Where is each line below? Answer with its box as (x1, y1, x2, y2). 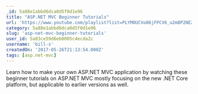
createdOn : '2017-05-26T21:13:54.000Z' (6, 47, 104, 53)
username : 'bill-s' (6, 42, 54, 48)
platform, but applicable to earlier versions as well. (6, 80, 128, 88)
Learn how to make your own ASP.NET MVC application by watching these (6, 68, 187, 75)
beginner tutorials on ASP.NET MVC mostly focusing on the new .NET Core (6, 75, 189, 82)
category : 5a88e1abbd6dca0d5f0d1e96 (6, 25, 96, 31)
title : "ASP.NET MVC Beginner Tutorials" (6, 14, 110, 20)
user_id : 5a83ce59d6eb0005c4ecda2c (6, 36, 94, 42)
